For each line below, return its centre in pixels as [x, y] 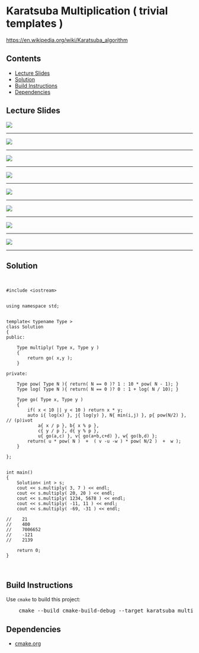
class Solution [25, 327]
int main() [20, 473]
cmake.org [28, 643]
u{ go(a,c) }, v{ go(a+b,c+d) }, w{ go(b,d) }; [98, 436]
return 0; [29, 551]
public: [16, 337]
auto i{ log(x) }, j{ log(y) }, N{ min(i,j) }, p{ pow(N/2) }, [107, 415]
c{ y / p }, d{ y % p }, [68, 431]
